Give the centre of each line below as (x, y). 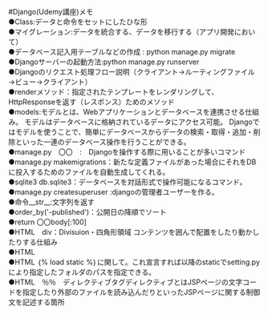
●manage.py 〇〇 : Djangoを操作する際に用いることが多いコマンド (127, 152)
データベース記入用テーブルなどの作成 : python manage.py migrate (125, 52)
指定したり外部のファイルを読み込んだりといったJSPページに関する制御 (141, 292)
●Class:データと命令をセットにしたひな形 (78, 22)
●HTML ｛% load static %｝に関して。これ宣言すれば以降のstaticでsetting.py (134, 262)
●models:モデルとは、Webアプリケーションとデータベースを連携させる (127, 112)
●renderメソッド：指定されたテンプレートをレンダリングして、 (114, 92)
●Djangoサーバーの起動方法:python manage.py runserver (104, 62)
